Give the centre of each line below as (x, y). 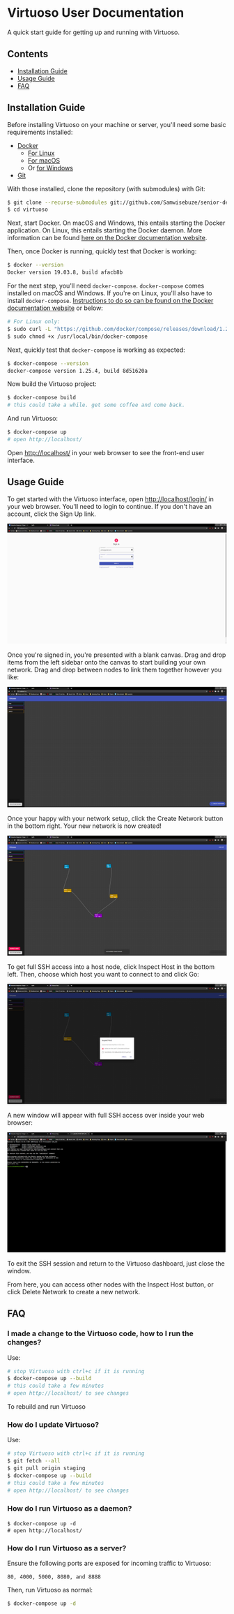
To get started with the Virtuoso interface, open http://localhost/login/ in (110, 499)
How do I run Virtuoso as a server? (67, 1548)
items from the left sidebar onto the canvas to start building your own (107, 662)
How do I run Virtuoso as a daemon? (70, 1508)
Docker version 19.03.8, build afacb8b (65, 273)
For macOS (44, 160)
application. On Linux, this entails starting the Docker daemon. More (105, 230)
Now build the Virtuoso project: (52, 384)
